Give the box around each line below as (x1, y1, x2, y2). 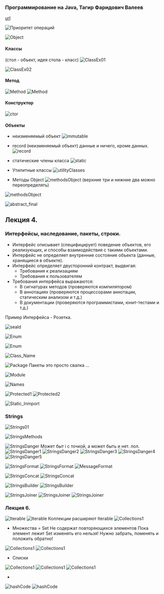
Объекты (5, 122, 25, 128)
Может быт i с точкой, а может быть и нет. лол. (40, 443, 140, 449)
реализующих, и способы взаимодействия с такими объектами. (12, 247, 149, 253)
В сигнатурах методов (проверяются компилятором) (19, 283, 132, 289)
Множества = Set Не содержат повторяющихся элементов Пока (12, 525, 149, 531)
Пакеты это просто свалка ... (29, 362, 90, 368)
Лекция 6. (5, 504, 31, 511)
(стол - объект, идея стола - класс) (5, 56, 79, 63)
